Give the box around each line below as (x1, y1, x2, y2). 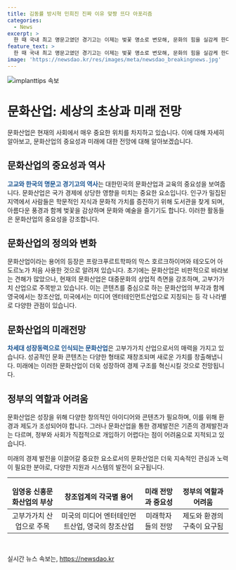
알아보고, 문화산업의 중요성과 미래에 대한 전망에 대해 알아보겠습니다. (7, 137, 193, 145)
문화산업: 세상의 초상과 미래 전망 (7, 103, 182, 120)
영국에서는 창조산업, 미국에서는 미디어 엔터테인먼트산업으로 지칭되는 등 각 (7, 293, 209, 301)
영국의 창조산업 (86, 521, 135, 531)
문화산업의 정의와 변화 (7, 237, 97, 249)
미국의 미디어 (60, 511, 103, 521)
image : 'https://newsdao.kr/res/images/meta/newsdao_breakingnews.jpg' (7, 56, 221, 63)
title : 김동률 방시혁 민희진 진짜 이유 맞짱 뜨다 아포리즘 (7, 10, 152, 18)
